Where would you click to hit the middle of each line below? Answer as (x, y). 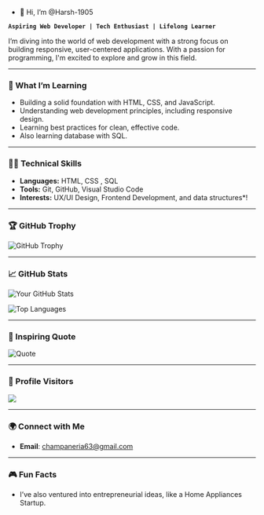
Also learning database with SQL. (73, 136)
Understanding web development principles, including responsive (126, 111)
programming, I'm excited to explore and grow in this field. (103, 58)
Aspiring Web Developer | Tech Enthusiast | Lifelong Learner (112, 27)
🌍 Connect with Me (46, 426)
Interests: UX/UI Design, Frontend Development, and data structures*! (134, 197)
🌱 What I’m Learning (48, 85)
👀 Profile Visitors (41, 382)
